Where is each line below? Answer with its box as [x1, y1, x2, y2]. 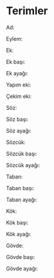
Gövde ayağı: [6, 265, 38, 272]
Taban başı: [6, 184, 35, 191]
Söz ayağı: [6, 127, 32, 134]
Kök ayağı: [6, 230, 32, 238]
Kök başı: [6, 219, 29, 226]
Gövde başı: [6, 253, 35, 260]
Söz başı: [6, 116, 29, 123]
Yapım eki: [6, 81, 31, 88]
